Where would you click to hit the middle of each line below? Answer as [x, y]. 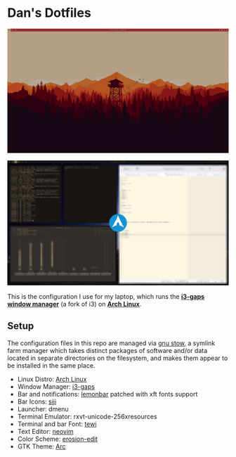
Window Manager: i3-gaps [56, 386]
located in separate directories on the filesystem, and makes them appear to [118, 358]
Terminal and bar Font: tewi [57, 424]
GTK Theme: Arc [41, 446]
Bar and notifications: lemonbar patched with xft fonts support [107, 394]
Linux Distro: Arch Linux [52, 379]
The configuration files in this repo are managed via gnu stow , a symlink [111, 343]
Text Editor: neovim [45, 431]
